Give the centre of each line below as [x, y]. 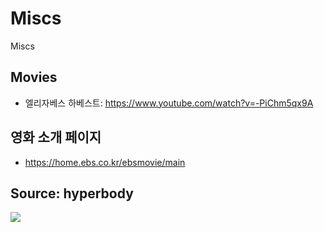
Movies [34, 77]
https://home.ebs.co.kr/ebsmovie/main [105, 162]
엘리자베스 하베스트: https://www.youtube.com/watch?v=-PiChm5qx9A [169, 103]
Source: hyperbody [72, 193]
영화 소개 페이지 [56, 137]
